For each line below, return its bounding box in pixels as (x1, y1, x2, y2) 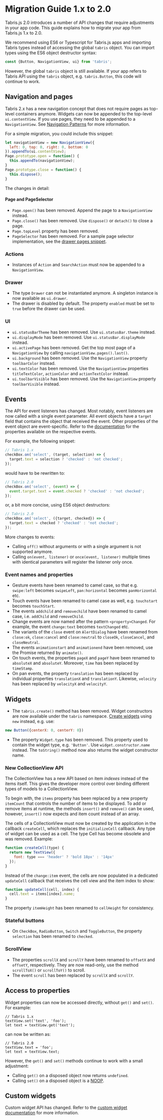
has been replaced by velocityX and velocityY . (12, 681, 108, 687)
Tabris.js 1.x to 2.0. (5, 30, 43, 36)
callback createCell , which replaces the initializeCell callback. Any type (5, 825, 156, 831)
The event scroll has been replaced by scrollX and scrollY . (12, 972, 134, 978)
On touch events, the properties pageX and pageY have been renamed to (12, 655, 155, 661)
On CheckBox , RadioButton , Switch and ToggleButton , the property (12, 928, 143, 934)
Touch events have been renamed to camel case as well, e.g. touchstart (12, 598, 158, 604)
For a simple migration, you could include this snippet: (5, 130, 113, 136)
